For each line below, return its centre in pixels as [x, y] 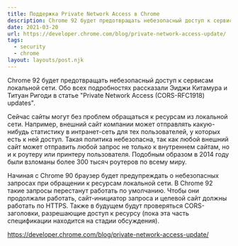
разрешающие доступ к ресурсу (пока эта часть [115, 213]
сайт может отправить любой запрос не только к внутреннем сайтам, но [119, 147]
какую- [204, 124]
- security [30, 47]
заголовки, [24, 213]
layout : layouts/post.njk [45, 60]
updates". [21, 103]
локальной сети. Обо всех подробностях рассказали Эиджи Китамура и [118, 88]
